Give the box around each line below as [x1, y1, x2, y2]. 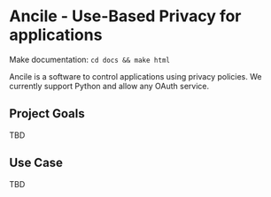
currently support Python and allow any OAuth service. [9, 80, 210, 91]
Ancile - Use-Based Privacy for [9, 6, 242, 27]
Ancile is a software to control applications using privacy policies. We [9, 71, 262, 81]
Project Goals [9, 106, 86, 121]
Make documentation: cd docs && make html [9, 54, 171, 64]
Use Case [9, 155, 64, 170]
